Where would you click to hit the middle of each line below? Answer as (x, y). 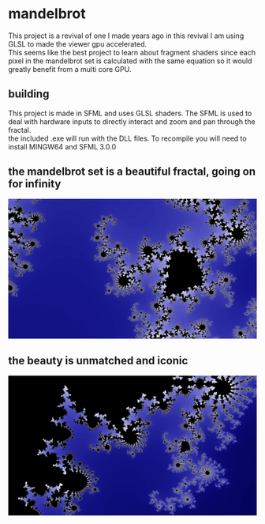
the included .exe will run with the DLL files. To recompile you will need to (127, 138)
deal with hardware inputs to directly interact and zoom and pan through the (132, 121)
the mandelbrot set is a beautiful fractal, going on (132, 172)
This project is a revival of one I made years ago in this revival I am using (126, 36)
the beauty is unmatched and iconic (98, 361)
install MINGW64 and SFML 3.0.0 (62, 146)
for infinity (35, 184)
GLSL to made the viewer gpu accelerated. (78, 43)
